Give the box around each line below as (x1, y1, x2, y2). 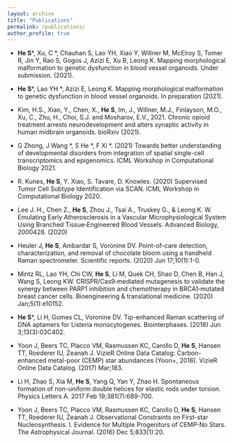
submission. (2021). (17, 71, 75, 80)
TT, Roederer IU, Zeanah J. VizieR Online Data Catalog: (17, 349, 176, 357)
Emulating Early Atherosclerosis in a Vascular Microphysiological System (17, 213, 227, 221)
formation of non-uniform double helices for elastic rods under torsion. (17, 385, 221, 393)
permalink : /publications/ (7, 23, 86, 30)
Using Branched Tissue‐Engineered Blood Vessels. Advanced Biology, (17, 221, 220, 229)
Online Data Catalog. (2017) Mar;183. (17, 364, 123, 372)
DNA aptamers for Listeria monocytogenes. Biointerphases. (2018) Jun (17, 321, 221, 329)
